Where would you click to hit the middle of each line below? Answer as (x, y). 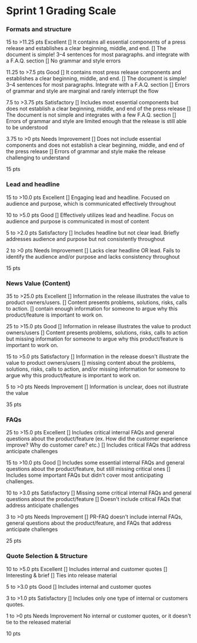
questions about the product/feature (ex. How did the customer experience (97, 439)
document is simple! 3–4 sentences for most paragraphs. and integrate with (98, 55)
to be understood (27, 127)
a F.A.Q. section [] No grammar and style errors (64, 61)
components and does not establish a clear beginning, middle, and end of (95, 145)
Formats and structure (39, 29)
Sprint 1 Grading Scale (61, 11)
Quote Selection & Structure (47, 556)
